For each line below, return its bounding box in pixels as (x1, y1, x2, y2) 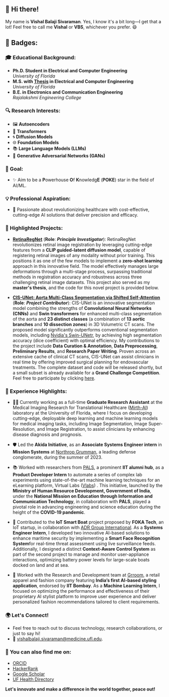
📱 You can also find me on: (5, 648, 72, 655)
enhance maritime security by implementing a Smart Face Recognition (12, 535, 160, 541)
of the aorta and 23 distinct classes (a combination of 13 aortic (12, 316, 145, 322)
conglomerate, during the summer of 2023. (12, 454, 102, 460)
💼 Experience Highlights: (5, 388, 67, 395)
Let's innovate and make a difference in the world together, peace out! (5, 686, 155, 692)
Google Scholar (12, 671, 45, 677)
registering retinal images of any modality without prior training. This (12, 252, 155, 258)
